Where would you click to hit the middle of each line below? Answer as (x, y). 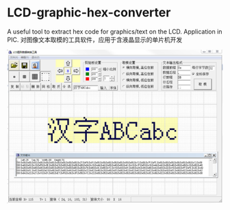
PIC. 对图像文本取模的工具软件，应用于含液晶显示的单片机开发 (95, 40)
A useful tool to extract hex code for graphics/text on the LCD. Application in (115, 31)
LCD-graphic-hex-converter (89, 13)
